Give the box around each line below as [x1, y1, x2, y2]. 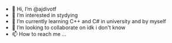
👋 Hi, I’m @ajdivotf [11, 6, 57, 12]
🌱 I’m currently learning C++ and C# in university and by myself [11, 18, 166, 24]
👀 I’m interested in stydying [11, 12, 78, 19]
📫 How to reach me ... [11, 31, 67, 37]
